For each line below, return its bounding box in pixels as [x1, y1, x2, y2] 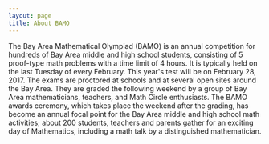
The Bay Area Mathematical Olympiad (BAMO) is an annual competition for [8, 41, 255, 50]
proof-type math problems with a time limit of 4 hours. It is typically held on [8, 58, 259, 68]
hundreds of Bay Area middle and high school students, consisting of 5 [8, 50, 243, 59]
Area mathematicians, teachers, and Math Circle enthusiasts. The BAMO [8, 92, 247, 102]
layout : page [8, 11, 52, 20]
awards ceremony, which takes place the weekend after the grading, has [8, 101, 249, 110]
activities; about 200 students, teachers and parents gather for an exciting [8, 118, 255, 127]
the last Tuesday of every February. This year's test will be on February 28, [8, 66, 257, 76]
